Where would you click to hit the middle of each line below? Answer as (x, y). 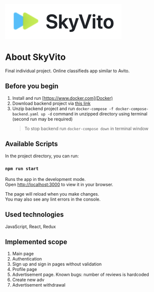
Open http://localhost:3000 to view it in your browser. (59, 184)
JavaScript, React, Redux (31, 226)
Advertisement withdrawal (39, 285)
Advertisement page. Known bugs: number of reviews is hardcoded (80, 275)
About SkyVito (36, 57)
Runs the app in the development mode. (45, 179)
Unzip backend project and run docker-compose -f (63, 108)
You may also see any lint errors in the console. (53, 199)
